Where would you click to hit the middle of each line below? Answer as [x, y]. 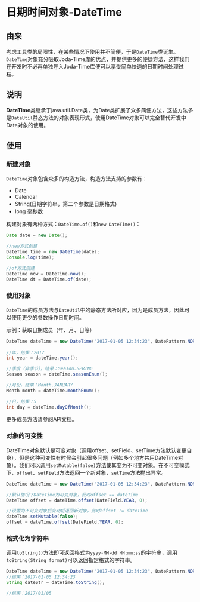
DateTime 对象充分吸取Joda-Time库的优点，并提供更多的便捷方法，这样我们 [98, 59]
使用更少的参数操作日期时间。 [48, 317]
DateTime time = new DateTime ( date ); [53, 252]
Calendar [26, 196]
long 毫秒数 [29, 211]
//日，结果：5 [21, 401]
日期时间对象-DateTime [64, 12]
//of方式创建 [21, 268]
